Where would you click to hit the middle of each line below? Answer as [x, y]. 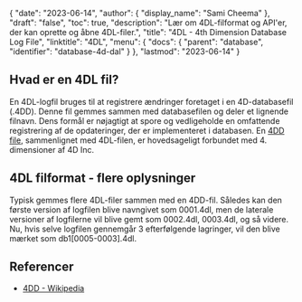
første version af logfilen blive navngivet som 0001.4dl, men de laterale [142, 209]
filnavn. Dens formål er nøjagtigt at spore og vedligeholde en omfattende [145, 120]
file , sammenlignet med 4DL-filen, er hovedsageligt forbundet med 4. [138, 140]
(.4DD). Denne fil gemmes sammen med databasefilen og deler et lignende [149, 111]
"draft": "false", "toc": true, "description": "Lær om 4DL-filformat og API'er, [148, 23]
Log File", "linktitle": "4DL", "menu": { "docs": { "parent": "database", [137, 42]
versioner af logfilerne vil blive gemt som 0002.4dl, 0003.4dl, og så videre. [149, 219]
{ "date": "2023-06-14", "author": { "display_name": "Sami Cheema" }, [140, 13]
